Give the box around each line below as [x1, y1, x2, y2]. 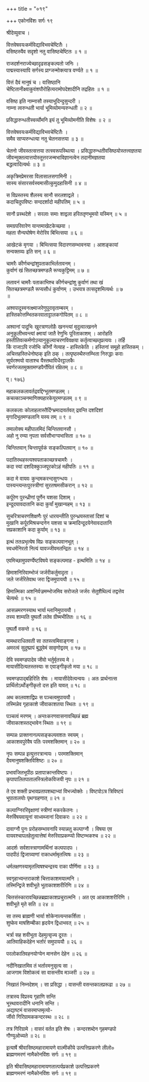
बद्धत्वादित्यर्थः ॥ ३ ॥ [6, 161, 45, 168]
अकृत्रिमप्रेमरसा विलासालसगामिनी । [6, 173, 72, 180]
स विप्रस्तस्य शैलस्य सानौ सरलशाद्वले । [6, 192, 79, 198]
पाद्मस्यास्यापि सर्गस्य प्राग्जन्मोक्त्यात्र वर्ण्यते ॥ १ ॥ [6, 67, 98, 74]
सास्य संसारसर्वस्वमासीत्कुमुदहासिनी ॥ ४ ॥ [6, 180, 87, 186]
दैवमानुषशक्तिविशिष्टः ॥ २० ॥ [6, 757, 62, 764]
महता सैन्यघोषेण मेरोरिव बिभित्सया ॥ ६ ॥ [6, 229, 83, 236]
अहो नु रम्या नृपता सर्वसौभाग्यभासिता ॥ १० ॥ [6, 432, 91, 439]
